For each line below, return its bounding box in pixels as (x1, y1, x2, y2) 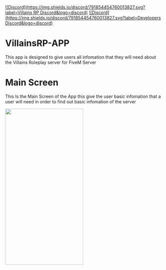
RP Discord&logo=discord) (33, 9, 88, 15)
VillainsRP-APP (5, 37, 70, 49)
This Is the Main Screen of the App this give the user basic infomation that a (5, 93, 161, 99)
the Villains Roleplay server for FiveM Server (5, 59, 96, 65)
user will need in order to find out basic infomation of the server (5, 98, 136, 104)
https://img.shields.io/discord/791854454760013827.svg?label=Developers (6, 15, 161, 20)
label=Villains (5, 9, 32, 15)
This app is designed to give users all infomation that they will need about (5, 54, 156, 60)
